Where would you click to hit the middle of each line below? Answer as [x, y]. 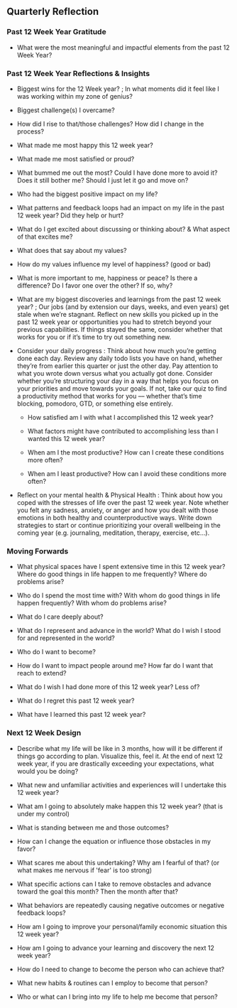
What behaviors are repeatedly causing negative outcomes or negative [121, 905]
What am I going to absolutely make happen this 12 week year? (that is [120, 806]
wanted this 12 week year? [66, 438]
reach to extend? [42, 673]
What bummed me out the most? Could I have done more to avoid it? [117, 173]
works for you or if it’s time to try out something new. [94, 337]
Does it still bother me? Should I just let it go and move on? [103, 180]
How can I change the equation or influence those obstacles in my [114, 841]
